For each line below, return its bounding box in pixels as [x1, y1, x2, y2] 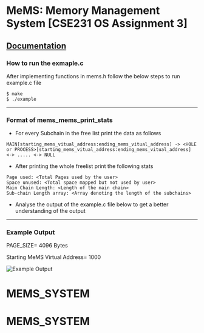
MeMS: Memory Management [6, 4, 160, 18]
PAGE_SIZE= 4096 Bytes [6, 242, 68, 249]
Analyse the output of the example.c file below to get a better [15, 201, 169, 208]
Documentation [6, 41, 67, 51]
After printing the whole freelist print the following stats [15, 163, 154, 170]
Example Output [6, 228, 55, 237]
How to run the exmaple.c [6, 59, 84, 67]
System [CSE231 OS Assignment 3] [6, 16, 188, 30]
